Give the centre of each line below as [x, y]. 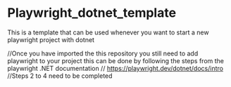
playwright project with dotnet [51, 39]
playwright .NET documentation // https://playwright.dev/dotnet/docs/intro [115, 68]
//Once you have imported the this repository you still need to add [103, 53]
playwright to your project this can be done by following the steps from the [115, 60]
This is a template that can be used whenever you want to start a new [108, 32]
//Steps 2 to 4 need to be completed [60, 76]
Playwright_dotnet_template [92, 13]
